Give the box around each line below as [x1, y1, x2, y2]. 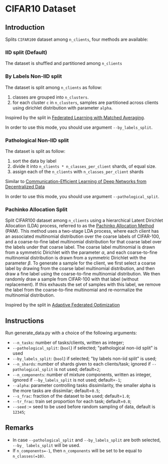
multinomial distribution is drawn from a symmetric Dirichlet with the [5, 255, 146, 261]
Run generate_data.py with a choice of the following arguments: [5, 330, 137, 336]
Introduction [5, 23, 45, 32]
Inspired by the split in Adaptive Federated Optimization [5, 302, 120, 308]
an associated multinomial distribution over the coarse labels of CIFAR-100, [5, 233, 160, 239]
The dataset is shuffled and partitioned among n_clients [5, 60, 122, 66]
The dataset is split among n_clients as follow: [5, 84, 102, 90]
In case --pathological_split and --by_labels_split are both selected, [12, 437, 161, 443]
